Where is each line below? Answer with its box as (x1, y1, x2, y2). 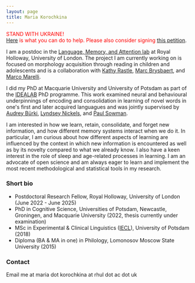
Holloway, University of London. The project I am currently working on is (6, 54, 182, 61)
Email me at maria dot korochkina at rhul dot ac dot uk (6, 271, 137, 278)
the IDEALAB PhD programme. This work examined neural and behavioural (6, 91, 187, 98)
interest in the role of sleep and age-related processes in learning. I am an (6, 152, 186, 159)
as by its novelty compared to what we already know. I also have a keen (6, 146, 180, 153)
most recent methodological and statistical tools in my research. (6, 164, 162, 172)
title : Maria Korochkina (6, 14, 67, 20)
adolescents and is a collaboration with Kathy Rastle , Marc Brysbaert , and (6, 67, 186, 74)
